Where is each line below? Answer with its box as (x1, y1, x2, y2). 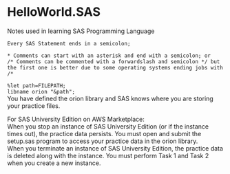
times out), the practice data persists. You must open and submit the (7, 129, 202, 138)
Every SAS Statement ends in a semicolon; (7, 40, 131, 47)
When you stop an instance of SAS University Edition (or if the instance (7, 122, 209, 131)
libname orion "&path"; (7, 88, 76, 95)
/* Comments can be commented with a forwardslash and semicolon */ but (7, 58, 220, 65)
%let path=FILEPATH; (7, 82, 67, 89)
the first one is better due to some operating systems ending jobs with (7, 64, 224, 71)
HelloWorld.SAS (7, 4, 101, 20)
